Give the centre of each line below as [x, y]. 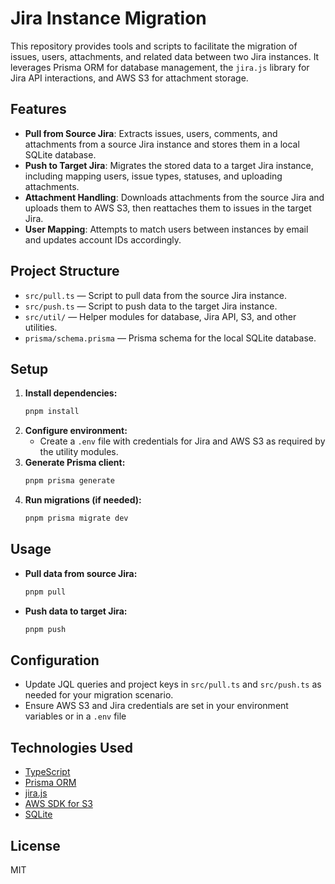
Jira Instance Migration [108, 18]
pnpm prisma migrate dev [76, 518]
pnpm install [52, 412]
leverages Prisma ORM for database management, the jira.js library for [160, 67]
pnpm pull [45, 592]
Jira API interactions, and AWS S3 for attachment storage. [129, 78]
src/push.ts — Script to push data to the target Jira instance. [151, 306]
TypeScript [47, 772]
